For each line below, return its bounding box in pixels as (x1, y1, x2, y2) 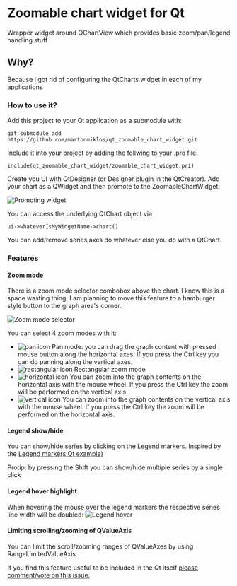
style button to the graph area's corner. (7, 302, 122, 310)
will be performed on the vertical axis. (17, 387, 129, 397)
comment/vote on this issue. (7, 570, 91, 579)
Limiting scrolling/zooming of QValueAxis (7, 527, 132, 535)
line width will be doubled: (7, 510, 83, 519)
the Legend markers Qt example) (7, 450, 104, 458)
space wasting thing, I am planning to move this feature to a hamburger (7, 294, 216, 303)
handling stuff (7, 35, 48, 44)
